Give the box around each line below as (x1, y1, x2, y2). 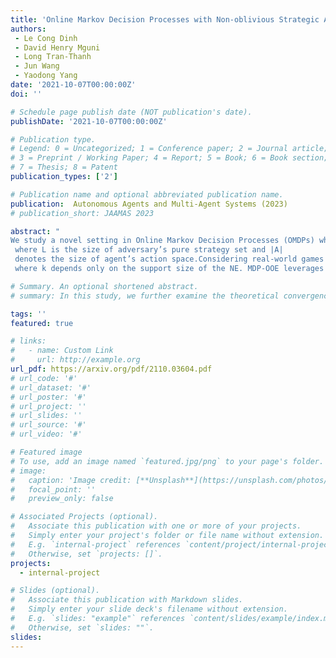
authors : (10, 24, 47, 34)
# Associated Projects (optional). (10, 512, 159, 522)
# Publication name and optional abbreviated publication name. (10, 189, 284, 200)
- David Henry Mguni (14, 42, 101, 53)
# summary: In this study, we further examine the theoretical (10, 291, 280, 301)
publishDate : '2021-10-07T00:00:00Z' (10, 116, 168, 126)
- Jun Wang (14, 61, 60, 71)
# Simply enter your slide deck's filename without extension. (10, 604, 288, 615)
